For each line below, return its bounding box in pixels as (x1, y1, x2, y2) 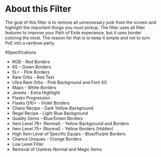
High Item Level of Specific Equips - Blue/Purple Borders (12, 131, 126, 137)
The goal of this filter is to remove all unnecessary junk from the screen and (5, 19, 157, 25)
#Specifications (5, 49, 36, 55)
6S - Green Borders (12, 64, 51, 70)
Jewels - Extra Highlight (12, 90, 61, 95)
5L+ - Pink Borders (12, 69, 50, 75)
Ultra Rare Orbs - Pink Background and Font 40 (12, 79, 107, 85)
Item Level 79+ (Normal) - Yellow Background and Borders (12, 120, 129, 126)
